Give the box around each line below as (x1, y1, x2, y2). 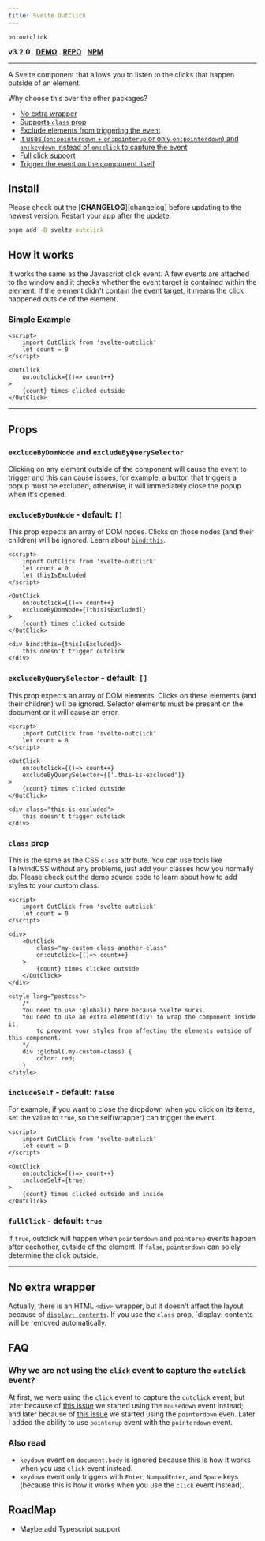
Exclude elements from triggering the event (19, 125, 161, 135)
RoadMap (8, 1503, 57, 1517)
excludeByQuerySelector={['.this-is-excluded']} (22, 771, 185, 779)
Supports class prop (19, 117, 87, 126)
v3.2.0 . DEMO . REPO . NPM (8, 47, 104, 56)
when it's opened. (8, 490, 67, 499)
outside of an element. (8, 78, 81, 88)
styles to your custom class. (8, 881, 100, 890)
